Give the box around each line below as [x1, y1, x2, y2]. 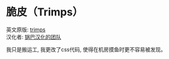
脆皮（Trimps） [6, 5, 84, 19]
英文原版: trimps [6, 26, 46, 33]
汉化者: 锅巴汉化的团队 [6, 33, 61, 40]
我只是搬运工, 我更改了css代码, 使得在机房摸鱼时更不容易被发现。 [6, 45, 166, 53]
